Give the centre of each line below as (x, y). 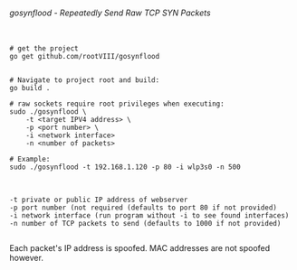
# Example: (30, 159)
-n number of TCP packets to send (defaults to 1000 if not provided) (145, 224)
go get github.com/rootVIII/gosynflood (85, 57)
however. (26, 258)
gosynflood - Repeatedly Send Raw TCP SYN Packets (110, 13)
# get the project (44, 49)
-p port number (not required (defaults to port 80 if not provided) (144, 208)
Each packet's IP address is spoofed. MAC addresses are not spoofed (140, 248)
